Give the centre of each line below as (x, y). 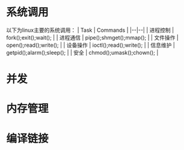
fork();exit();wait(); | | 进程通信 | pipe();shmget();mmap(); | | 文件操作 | (93, 37)
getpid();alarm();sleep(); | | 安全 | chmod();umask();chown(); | (82, 52)
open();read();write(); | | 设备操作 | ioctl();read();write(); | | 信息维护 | (91, 45)
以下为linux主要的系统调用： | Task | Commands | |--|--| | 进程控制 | (90, 30)
